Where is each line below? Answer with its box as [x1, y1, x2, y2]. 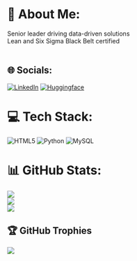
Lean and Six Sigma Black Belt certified [7, 36, 120, 45]
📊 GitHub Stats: [7, 162, 102, 178]
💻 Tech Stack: [7, 108, 93, 124]
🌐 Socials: [7, 64, 53, 76]
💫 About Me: [7, 6, 81, 22]
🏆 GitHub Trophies [7, 225, 92, 237]
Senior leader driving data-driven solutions [7, 29, 130, 38]
